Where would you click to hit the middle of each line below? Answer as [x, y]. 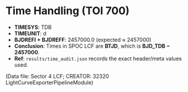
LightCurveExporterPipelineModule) [49, 82]
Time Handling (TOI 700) [68, 11]
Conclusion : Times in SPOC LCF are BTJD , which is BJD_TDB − [92, 46]
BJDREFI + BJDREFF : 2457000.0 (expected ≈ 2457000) [83, 40]
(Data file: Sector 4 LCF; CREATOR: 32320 [57, 76]
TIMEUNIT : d [30, 33]
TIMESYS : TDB [33, 27]
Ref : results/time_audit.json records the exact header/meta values [98, 58]
